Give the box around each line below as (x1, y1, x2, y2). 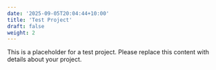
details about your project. (7, 56, 82, 64)
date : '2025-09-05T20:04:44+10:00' (7, 10, 110, 17)
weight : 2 (7, 29, 36, 36)
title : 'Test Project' (7, 16, 72, 23)
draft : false (7, 23, 45, 30)
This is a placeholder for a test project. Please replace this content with (7, 48, 209, 56)
